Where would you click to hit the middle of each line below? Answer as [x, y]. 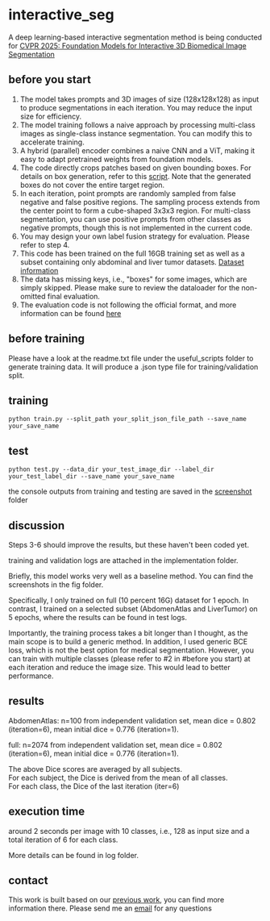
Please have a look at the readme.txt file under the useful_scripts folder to [131, 358]
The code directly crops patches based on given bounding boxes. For [135, 168]
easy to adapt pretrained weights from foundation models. [116, 159]
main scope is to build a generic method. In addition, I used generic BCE [128, 642]
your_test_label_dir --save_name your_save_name [91, 477]
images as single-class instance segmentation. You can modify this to [136, 133]
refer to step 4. [45, 244]
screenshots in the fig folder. [56, 585]
